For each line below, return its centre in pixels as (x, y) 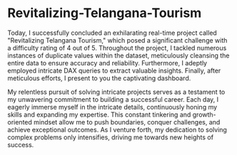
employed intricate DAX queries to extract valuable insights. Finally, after (114, 70)
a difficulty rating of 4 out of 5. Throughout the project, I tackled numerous (117, 48)
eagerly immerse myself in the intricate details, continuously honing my (112, 107)
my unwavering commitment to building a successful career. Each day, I (113, 99)
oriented (20, 122)
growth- (204, 114)
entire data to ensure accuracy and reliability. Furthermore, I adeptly (107, 63)
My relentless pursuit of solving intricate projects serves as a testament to (116, 92)
